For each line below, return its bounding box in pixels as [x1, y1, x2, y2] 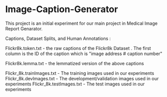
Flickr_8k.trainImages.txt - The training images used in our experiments [5, 70, 154, 76]
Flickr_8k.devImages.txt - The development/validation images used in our [5, 75, 159, 81]
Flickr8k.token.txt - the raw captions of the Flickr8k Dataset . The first [5, 45, 151, 51]
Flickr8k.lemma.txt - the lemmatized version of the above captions [5, 60, 144, 66]
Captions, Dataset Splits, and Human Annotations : [5, 35, 111, 41]
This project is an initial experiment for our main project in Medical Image [5, 20, 158, 26]
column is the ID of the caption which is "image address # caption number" [5, 51, 162, 57]
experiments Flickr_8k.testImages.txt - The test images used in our [5, 81, 145, 87]
